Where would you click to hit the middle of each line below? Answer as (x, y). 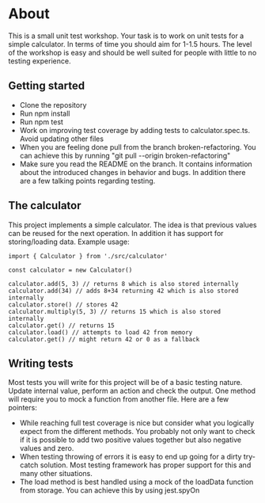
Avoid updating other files (62, 139)
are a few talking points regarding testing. (87, 181)
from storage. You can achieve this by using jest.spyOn (110, 490)
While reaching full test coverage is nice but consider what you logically (137, 423)
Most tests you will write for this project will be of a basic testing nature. (125, 383)
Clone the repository (53, 105)
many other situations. (56, 474)
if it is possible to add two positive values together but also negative (131, 440)
